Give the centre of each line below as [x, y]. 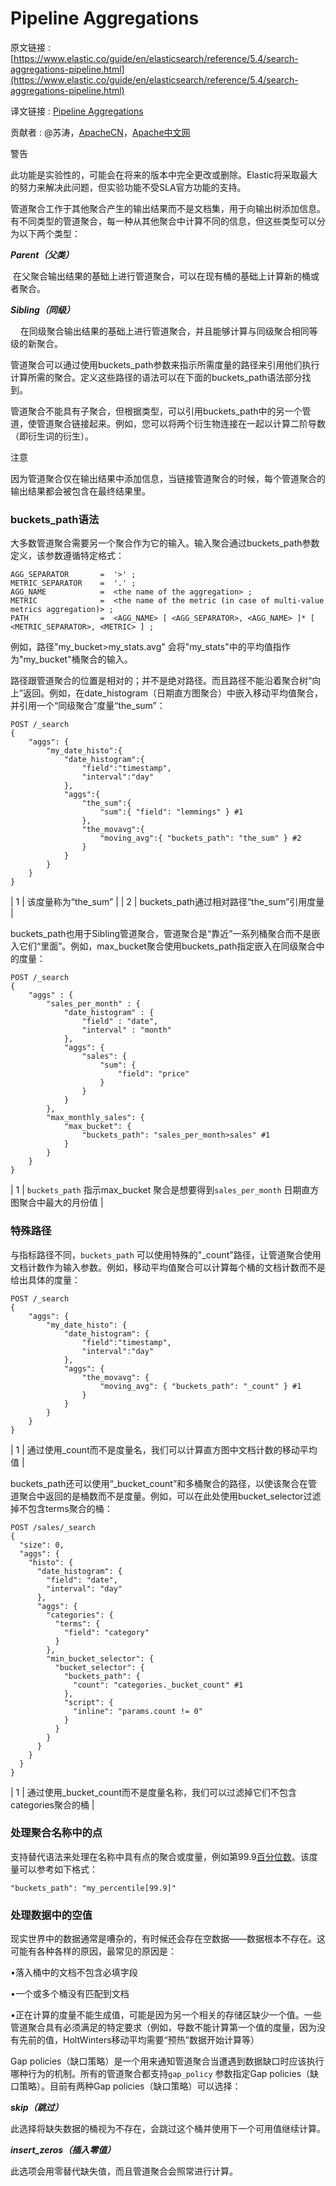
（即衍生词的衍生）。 [52, 436]
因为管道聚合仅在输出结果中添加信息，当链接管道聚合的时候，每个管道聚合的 [168, 478]
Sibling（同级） [42, 309]
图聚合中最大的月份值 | [57, 1203]
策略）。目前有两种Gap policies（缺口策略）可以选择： [130, 2086]
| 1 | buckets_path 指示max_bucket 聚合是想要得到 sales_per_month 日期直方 [165, 1190]
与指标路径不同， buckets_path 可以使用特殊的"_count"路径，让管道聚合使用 [166, 1254]
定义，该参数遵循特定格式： [67, 556]
